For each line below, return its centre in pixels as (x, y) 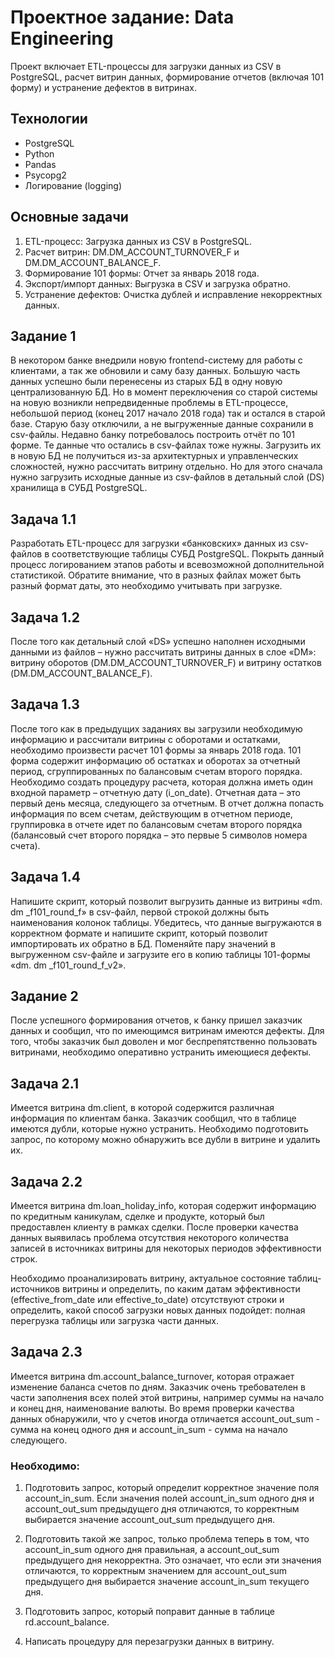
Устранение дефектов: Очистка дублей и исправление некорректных (173, 294)
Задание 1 (43, 336)
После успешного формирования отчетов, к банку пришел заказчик (156, 1020)
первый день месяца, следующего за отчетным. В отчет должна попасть (167, 803)
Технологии (49, 119)
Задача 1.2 (45, 617)
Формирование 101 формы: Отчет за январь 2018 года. (142, 273)
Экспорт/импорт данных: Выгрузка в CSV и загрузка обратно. (157, 283)
